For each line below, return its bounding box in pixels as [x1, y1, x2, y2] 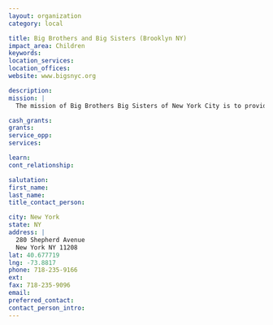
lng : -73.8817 [8, 258, 57, 266]
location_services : [8, 57, 75, 65]
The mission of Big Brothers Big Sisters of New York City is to [15, 102, 242, 110]
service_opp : [8, 132, 53, 140]
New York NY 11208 [15, 243, 79, 252]
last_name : [8, 191, 45, 199]
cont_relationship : [8, 161, 75, 169]
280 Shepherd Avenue [15, 236, 85, 244]
